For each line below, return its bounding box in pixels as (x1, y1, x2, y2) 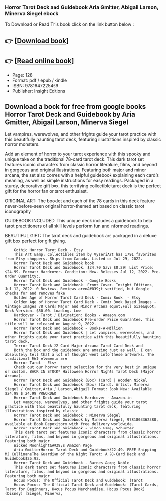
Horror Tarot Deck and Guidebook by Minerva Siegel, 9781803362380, (14, 417, 159, 422)
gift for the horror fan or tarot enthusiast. (5, 188, 88, 194)
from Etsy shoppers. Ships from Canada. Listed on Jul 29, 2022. (5, 256, 143, 262)
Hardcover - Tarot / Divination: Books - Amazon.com (14, 313, 125, 318)
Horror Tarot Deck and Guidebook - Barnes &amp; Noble (14, 461, 130, 466)
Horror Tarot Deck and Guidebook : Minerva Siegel (14, 413, 121, 418)
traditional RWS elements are (5, 357, 68, 361)
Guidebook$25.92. (5, 456, 41, 461)
